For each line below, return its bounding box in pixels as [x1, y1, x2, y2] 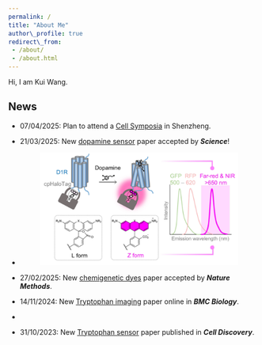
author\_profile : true [8, 29, 83, 37]
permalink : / [8, 13, 51, 21]
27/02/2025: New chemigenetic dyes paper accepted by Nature [19, 273, 230, 282]
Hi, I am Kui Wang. [8, 78, 68, 86]
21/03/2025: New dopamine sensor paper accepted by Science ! [19, 136, 230, 146]
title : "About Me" [8, 21, 69, 29]
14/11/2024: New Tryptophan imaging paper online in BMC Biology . [19, 297, 240, 306]
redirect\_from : [8, 38, 62, 46]
